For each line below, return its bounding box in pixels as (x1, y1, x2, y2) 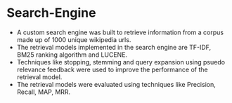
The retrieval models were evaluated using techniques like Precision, (16, 80, 216, 88)
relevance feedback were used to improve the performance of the (16, 65, 208, 74)
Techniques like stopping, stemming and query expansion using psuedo (16, 57, 226, 66)
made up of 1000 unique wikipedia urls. (16, 35, 131, 43)
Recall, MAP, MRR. (16, 88, 71, 96)
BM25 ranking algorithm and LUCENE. (16, 50, 128, 59)
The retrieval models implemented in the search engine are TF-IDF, (16, 43, 212, 51)
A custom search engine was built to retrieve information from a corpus (16, 28, 224, 36)
